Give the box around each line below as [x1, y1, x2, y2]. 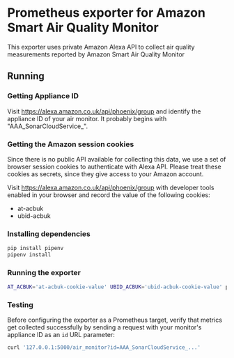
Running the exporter [7, 267, 81, 277]
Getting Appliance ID [7, 91, 79, 101]
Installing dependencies [7, 228, 91, 238]
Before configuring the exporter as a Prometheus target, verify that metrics [7, 316, 223, 325]
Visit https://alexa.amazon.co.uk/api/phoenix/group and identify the [7, 107, 201, 116]
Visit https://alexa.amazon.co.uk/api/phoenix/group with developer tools [7, 183, 214, 192]
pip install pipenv [7, 245, 64, 252]
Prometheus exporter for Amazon [7, 5, 205, 21]
